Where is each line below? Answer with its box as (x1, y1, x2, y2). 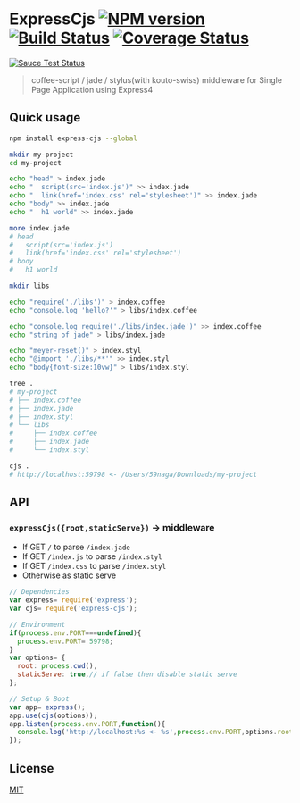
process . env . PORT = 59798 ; (17, 637, 114, 646)
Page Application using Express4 (30, 84, 154, 95)
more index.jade (9, 223, 70, 232)
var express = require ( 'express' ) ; (9, 596, 138, 605)
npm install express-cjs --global (9, 134, 138, 143)
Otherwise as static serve (21, 570, 117, 581)
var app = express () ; (9, 702, 87, 712)
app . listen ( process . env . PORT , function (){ (9, 719, 166, 728)
